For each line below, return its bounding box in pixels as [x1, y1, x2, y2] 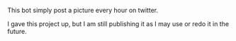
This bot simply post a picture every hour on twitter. [7, 6, 158, 14]
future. [7, 28, 27, 35]
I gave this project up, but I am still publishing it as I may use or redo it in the [7, 20, 229, 28]
